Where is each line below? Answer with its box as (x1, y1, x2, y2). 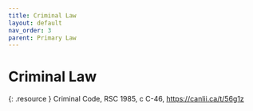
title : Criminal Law (8, 11, 77, 20)
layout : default (8, 19, 62, 27)
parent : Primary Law (8, 33, 77, 42)
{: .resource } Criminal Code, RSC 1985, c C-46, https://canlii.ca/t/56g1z (8, 94, 245, 104)
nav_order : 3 (8, 26, 52, 34)
